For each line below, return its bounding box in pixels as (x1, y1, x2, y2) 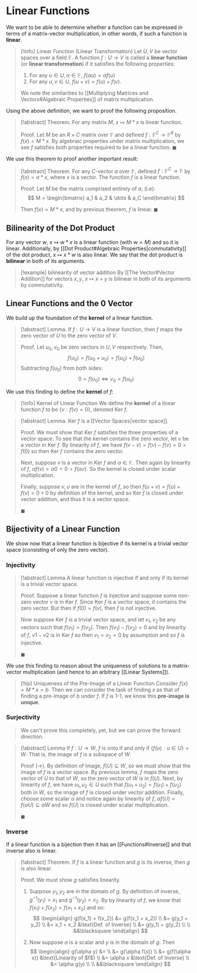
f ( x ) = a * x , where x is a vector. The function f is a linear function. (20, 174, 181, 181)
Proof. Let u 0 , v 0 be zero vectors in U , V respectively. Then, (20, 343, 163, 352)
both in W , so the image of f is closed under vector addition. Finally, (20, 789, 185, 796)
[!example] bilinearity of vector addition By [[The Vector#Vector (20, 269, 175, 276)
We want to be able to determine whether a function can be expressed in (6, 24, 183, 31)
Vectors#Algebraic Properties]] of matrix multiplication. (20, 96, 155, 103)
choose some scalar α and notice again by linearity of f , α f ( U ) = (20, 795, 175, 802)
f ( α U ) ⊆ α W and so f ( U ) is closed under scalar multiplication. (20, 801, 169, 808)
